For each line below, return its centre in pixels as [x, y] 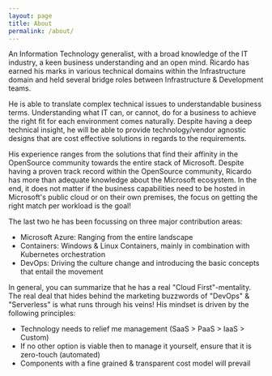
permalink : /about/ [41, 31]
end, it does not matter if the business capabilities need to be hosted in [127, 189]
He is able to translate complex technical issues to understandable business [135, 104]
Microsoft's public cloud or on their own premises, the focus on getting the [133, 197]
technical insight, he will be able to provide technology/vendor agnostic [127, 130]
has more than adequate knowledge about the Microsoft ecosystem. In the [133, 180]
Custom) [34, 338]
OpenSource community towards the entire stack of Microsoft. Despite [126, 163]
